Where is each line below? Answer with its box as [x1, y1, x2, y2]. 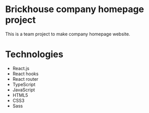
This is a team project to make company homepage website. [5, 31, 130, 37]
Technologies [5, 49, 64, 60]
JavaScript [12, 87, 35, 93]
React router [12, 76, 39, 82]
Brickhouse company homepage [5, 4, 144, 15]
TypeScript [12, 81, 36, 87]
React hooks [12, 71, 39, 77]
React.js [12, 65, 30, 71]
